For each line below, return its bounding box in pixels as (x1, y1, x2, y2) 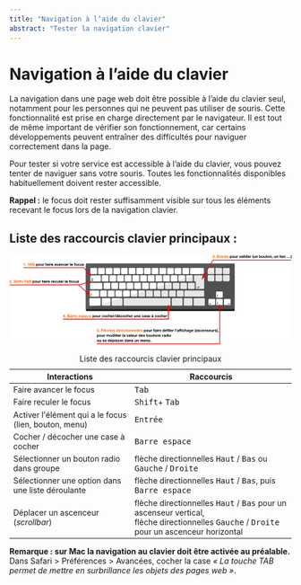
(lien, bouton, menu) (13, 419, 88, 430)
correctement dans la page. (9, 141, 112, 152)
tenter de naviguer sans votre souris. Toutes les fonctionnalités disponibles (9, 168, 287, 179)
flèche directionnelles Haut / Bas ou (133, 454, 268, 464)
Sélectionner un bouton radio (13, 454, 121, 464)
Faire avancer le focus (13, 385, 96, 394)
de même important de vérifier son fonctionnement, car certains (9, 122, 246, 133)
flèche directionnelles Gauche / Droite (133, 517, 280, 527)
